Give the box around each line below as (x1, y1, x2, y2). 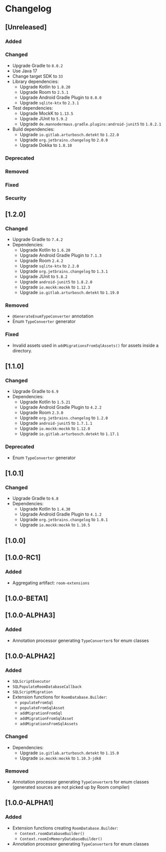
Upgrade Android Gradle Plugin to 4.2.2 (19, 404, 102, 410)
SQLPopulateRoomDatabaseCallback (12, 684, 82, 689)
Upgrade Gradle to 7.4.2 (12, 237, 63, 243)
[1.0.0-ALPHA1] (5, 799, 54, 807)
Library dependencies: (12, 78, 59, 84)
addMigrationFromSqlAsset (19, 716, 74, 721)
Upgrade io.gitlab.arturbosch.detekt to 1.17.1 (19, 431, 119, 437)
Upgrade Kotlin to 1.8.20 (19, 83, 71, 90)
